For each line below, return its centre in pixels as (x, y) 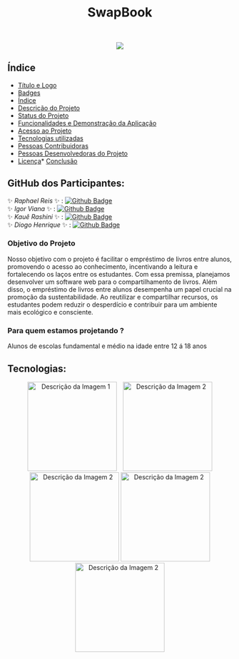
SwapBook (120, 12)
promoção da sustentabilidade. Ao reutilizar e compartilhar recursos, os (113, 297)
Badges (29, 93)
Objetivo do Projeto (42, 243)
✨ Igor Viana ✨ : (31, 208)
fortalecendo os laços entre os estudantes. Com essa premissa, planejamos (119, 274)
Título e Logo (37, 85)
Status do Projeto (43, 116)
